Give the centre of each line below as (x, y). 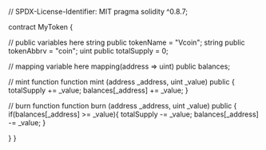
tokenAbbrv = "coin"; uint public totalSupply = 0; (89, 51)
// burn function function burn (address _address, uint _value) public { (123, 106)
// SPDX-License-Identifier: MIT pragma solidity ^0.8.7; (98, 12)
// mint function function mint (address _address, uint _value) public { (122, 82)
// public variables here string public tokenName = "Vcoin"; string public (127, 42)
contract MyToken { (41, 27)
